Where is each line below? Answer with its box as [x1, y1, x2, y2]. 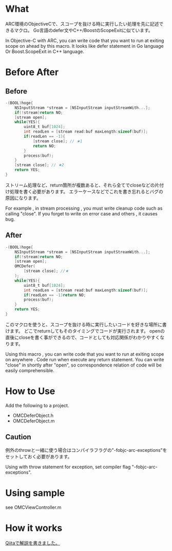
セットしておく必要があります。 [5, 453, 72, 460]
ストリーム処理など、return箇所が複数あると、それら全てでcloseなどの [5, 182, 155, 188]
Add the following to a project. [5, 402, 69, 409]
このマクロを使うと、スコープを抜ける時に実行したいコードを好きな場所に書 [5, 321, 167, 327]
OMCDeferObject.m [12, 417, 55, 424]
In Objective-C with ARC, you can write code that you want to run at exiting [5, 37, 164, 44]
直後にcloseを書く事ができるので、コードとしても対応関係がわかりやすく [5, 334, 160, 340]
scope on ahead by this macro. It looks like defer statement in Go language [5, 43, 164, 49]
